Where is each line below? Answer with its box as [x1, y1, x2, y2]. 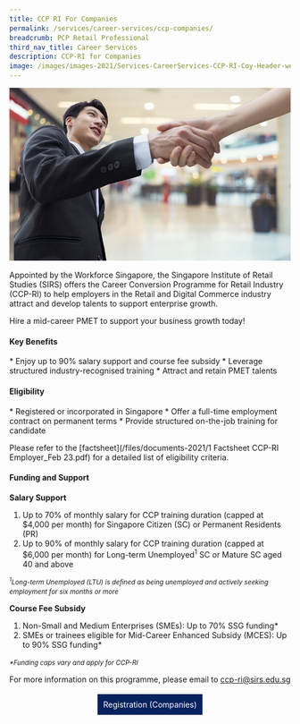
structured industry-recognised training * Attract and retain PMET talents [9, 365, 278, 376]
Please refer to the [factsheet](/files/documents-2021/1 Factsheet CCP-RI [9, 442, 279, 453]
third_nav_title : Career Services [9, 43, 138, 52]
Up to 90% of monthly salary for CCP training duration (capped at [21, 538, 265, 549]
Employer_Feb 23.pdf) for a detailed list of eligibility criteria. [9, 452, 229, 463]
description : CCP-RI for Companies [9, 52, 142, 62]
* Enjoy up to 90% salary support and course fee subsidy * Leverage [9, 356, 263, 367]
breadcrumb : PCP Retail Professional [9, 33, 150, 42]
